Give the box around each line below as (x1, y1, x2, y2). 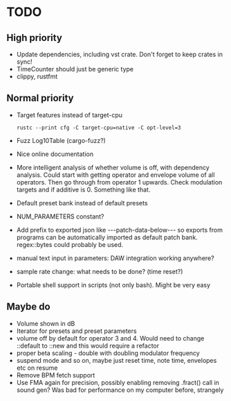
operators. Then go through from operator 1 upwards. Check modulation (16, 178, 223, 186)
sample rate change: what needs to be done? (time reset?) (16, 267, 183, 275)
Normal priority (6, 92, 74, 104)
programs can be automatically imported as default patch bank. (16, 233, 198, 241)
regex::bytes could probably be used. (16, 240, 124, 248)
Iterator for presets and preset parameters (16, 327, 137, 335)
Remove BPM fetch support (16, 370, 95, 379)
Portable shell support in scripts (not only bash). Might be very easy (16, 280, 211, 289)
